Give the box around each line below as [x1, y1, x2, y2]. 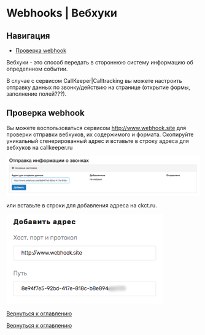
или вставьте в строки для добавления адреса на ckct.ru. [6, 202, 158, 209]
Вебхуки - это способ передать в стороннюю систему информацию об [6, 59, 193, 66]
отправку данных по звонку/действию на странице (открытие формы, [6, 83, 190, 91]
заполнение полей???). [6, 90, 67, 98]
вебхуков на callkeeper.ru [6, 144, 73, 151]
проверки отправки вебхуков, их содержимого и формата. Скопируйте [6, 131, 194, 138]
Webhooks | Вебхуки [6, 6, 118, 20]
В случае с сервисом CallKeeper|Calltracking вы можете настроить [6, 77, 182, 84]
